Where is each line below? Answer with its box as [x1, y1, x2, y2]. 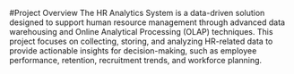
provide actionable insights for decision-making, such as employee [9, 45, 257, 56]
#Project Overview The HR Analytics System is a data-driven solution [9, 8, 265, 18]
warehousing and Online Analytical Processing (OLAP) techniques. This [9, 27, 273, 37]
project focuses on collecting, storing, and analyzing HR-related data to [9, 36, 273, 46]
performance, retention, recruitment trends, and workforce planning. [9, 55, 263, 65]
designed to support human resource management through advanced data [9, 17, 285, 28]
